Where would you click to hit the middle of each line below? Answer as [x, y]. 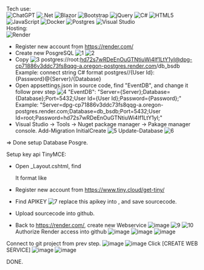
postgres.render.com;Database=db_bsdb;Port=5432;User [88, 111]
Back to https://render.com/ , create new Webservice [81, 225]
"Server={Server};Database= [134, 92]
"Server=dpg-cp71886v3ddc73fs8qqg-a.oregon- [102, 105]
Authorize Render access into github [61, 232]
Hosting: [17, 28]
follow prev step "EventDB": [55, 92]
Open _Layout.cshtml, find [48, 166]
